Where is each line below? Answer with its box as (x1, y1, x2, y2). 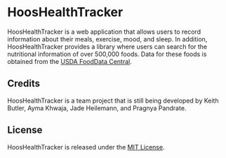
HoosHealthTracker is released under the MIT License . (7, 143, 165, 151)
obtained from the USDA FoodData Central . (7, 57, 132, 65)
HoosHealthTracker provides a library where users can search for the (7, 42, 208, 51)
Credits (7, 78, 41, 90)
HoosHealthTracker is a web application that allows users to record (7, 27, 201, 36)
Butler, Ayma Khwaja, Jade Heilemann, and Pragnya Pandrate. (7, 103, 187, 112)
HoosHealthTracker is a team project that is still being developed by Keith (7, 96, 219, 105)
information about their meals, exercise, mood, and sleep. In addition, (7, 34, 208, 43)
